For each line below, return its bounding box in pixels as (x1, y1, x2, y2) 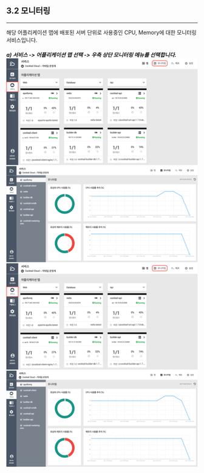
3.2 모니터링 (6, 5, 50, 16)
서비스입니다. (6, 36, 38, 44)
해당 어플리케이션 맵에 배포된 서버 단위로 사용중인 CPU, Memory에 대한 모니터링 (6, 29, 197, 36)
